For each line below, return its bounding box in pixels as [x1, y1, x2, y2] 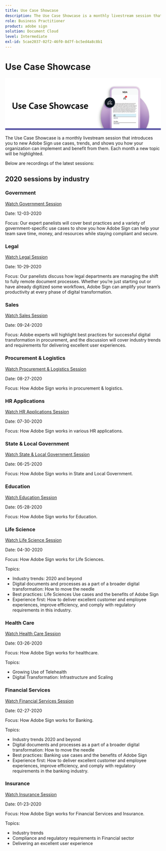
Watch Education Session [5, 494, 57, 500]
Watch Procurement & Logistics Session [5, 366, 86, 372]
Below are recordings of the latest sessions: [5, 160, 95, 166]
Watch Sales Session [5, 312, 48, 319]
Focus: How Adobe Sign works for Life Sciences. [5, 556, 105, 562]
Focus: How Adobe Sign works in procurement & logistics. [5, 385, 124, 391]
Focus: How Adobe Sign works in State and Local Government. [5, 471, 133, 477]
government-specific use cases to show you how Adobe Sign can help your [5, 225, 160, 231]
